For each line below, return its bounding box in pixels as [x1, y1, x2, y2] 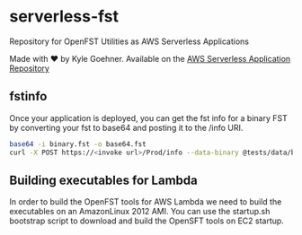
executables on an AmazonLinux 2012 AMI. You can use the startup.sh [9, 206, 271, 217]
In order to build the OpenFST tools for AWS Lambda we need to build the [9, 196, 282, 207]
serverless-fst [9, 6, 120, 27]
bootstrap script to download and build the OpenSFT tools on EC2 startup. [9, 215, 285, 226]
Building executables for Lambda [9, 172, 198, 187]
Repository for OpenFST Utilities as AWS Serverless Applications [9, 36, 250, 47]
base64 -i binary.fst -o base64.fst [9, 139, 147, 149]
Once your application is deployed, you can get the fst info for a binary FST [9, 112, 288, 123]
